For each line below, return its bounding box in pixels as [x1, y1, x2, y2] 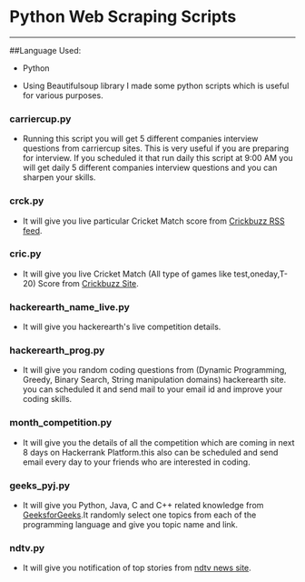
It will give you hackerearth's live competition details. [22, 321, 221, 333]
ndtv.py [9, 541, 45, 554]
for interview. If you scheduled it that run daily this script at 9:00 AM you [22, 153, 293, 164]
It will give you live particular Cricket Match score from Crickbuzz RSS [22, 216, 285, 226]
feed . [22, 225, 43, 236]
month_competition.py [9, 416, 113, 429]
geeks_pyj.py [9, 479, 71, 492]
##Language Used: [9, 45, 82, 55]
